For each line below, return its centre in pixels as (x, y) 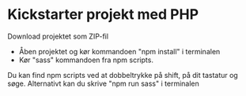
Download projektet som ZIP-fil (58, 36)
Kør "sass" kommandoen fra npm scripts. (86, 60)
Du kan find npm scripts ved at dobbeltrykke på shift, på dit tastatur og (123, 75)
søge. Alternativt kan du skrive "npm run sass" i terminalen (103, 83)
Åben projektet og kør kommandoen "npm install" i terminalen (119, 51)
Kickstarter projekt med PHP (103, 15)
